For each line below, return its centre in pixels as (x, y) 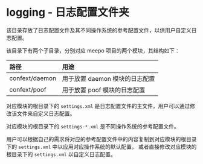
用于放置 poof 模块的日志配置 (104, 90)
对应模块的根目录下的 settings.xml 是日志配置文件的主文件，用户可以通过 (98, 106)
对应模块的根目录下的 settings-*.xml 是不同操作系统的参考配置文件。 (93, 126)
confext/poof (28, 89)
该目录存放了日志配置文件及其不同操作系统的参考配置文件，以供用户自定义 (99, 30)
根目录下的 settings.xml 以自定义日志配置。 (61, 154)
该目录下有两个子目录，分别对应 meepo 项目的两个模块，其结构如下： (93, 50)
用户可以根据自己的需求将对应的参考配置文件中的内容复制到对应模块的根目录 (101, 139)
